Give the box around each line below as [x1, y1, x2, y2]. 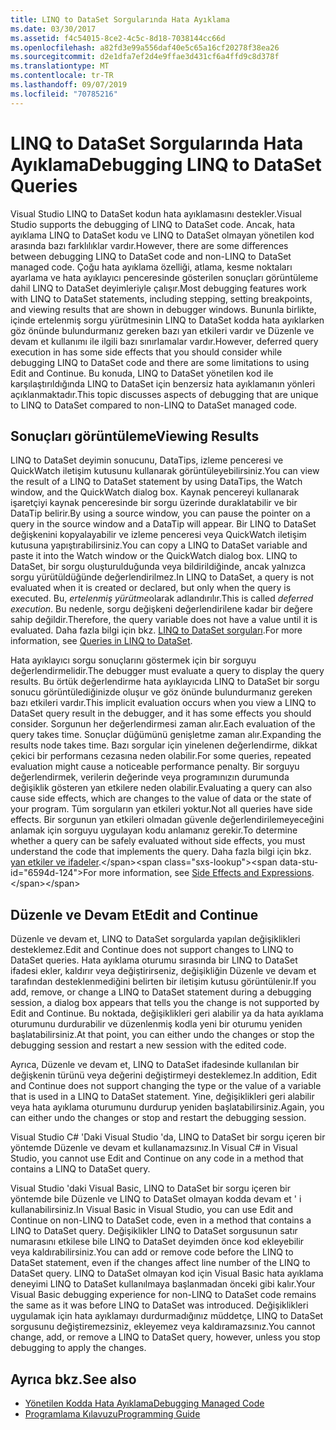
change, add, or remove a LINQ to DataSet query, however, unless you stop [10, 1331, 321, 1343]
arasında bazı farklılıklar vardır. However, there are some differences [10, 239, 289, 251]
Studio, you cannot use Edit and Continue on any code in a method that [10, 1152, 304, 1165]
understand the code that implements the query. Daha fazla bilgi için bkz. [10, 846, 312, 858]
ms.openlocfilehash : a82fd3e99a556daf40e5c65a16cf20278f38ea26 [10, 42, 280, 53]
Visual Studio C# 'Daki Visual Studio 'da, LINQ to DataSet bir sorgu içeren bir [10, 1131, 326, 1143]
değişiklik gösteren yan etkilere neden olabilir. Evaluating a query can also [10, 782, 313, 794]
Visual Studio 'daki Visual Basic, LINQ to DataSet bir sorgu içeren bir [10, 1182, 291, 1195]
